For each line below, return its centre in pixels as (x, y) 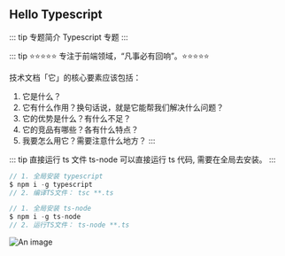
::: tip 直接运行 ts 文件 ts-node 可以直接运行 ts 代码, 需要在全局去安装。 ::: (142, 159)
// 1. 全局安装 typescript (56, 176)
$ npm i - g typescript (51, 184)
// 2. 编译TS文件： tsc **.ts (62, 193)
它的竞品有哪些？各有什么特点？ (80, 129)
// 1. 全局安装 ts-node (50, 209)
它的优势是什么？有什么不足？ (76, 118)
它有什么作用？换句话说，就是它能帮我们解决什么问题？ (123, 107)
